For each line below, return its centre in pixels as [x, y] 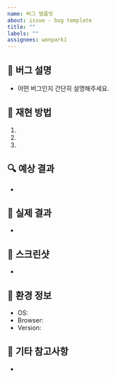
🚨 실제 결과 [30, 213]
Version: [29, 328]
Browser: [30, 320]
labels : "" [23, 33]
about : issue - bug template [50, 20]
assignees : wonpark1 [37, 40]
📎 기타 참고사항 [38, 352]
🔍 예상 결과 [31, 169]
